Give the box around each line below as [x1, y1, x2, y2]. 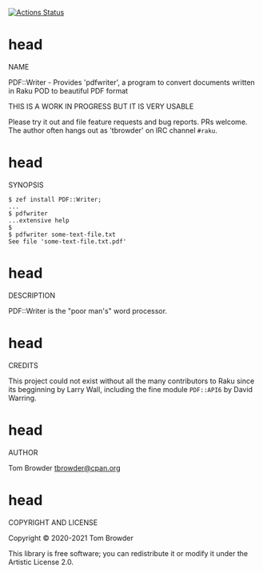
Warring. [8, 393, 38, 403]
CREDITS [8, 360, 38, 370]
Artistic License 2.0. [8, 557, 74, 567]
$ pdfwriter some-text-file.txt [8, 230, 116, 238]
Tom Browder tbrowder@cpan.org [8, 463, 121, 472]
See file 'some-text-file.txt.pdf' [8, 237, 127, 246]
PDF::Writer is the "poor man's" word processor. [8, 306, 168, 315]
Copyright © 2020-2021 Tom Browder [8, 533, 134, 543]
